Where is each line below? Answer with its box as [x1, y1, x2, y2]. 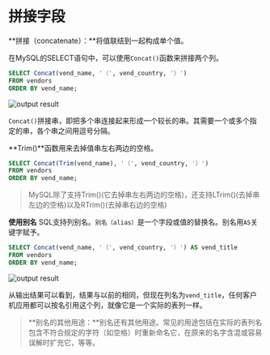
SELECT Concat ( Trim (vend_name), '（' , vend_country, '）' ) [8, 159, 209, 167]
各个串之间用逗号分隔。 [36, 126, 115, 135]
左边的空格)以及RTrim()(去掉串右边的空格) [27, 200, 167, 210]
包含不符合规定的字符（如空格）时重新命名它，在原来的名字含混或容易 [27, 327, 263, 337]
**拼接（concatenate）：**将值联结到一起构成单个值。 [8, 36, 188, 45]
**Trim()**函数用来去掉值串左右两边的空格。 [8, 143, 158, 152]
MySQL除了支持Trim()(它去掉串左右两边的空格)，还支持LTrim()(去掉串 [27, 190, 260, 199]
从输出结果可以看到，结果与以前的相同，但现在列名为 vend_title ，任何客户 [8, 289, 257, 300]
